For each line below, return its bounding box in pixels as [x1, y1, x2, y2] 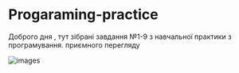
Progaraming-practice [8, 6, 159, 24]
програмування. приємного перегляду [8, 40, 141, 49]
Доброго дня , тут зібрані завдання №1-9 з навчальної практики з [8, 32, 232, 41]
